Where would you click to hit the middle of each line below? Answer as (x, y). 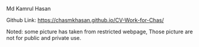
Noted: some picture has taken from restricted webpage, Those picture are (100, 32)
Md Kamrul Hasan (29, 9)
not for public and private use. (44, 38)
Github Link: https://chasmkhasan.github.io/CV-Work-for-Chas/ (85, 20)
